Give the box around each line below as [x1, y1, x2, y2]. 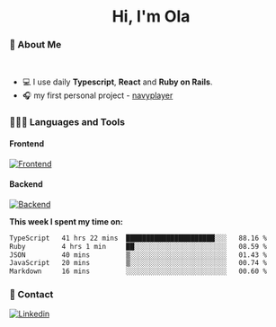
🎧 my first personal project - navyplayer [22, 90, 174, 101]
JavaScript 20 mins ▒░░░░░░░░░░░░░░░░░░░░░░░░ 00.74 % [9, 259, 268, 268]
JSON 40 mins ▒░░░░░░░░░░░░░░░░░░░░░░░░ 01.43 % [9, 250, 268, 260]
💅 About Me [9, 39, 62, 51]
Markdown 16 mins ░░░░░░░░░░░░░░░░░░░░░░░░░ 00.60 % [9, 267, 268, 276]
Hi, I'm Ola [111, 6, 191, 27]
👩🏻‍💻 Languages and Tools [9, 116, 126, 128]
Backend [9, 179, 43, 190]
